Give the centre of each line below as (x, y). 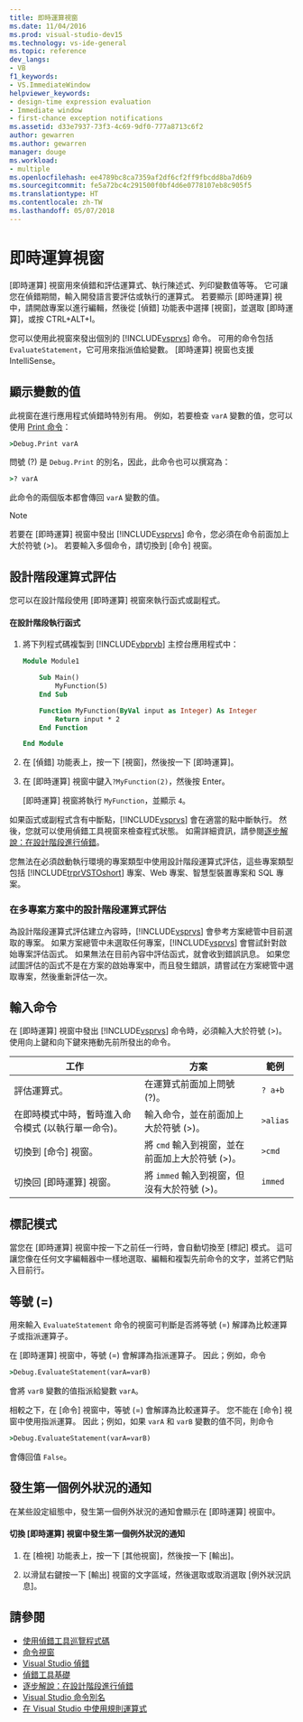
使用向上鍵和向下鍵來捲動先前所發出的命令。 (92, 1042)
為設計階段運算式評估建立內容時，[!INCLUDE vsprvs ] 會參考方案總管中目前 (147, 931)
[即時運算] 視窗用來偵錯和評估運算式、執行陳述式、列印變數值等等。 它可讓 (149, 284)
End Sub (53, 694)
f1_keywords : (34, 77)
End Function (64, 728)
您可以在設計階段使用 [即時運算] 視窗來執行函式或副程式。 (117, 600)
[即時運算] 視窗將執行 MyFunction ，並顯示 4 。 (106, 801)
